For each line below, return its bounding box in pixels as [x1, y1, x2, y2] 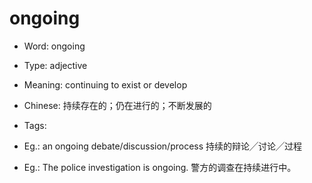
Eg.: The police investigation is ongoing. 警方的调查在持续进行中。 [23, 161, 297, 173]
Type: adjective [23, 59, 88, 71]
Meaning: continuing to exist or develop [23, 78, 188, 91]
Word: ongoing [23, 40, 86, 52]
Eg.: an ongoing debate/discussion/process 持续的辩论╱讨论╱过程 [23, 140, 303, 152]
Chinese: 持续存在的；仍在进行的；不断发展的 [23, 99, 212, 111]
